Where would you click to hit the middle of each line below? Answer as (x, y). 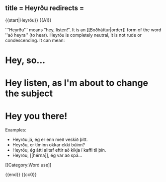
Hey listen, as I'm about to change (77, 83)
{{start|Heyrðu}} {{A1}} (28, 20)
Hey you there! (36, 116)
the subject (29, 93)
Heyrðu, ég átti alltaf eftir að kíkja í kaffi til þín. (59, 150)
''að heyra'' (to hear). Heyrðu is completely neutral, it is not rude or (73, 35)
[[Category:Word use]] (28, 165)
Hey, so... (25, 60)
